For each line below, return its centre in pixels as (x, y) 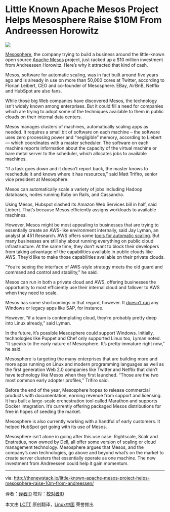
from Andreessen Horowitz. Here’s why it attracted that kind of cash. (77, 65)
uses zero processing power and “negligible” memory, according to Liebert (83, 137)
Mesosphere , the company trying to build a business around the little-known (85, 54)
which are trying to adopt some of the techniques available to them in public (84, 111)
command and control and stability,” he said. (52, 272)
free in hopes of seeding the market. (43, 411)
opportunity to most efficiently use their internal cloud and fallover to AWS (82, 287)
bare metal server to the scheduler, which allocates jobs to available (76, 153)
